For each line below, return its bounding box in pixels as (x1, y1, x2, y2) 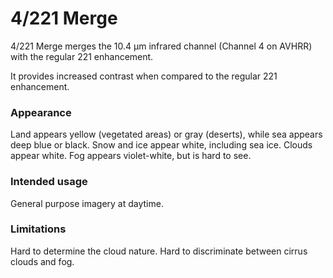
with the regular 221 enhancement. (10, 50, 154, 62)
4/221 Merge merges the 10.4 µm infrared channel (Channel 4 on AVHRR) (10, 40, 313, 52)
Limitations (10, 222, 67, 236)
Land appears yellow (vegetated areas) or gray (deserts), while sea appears (10, 128, 323, 141)
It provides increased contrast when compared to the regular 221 (10, 70, 278, 82)
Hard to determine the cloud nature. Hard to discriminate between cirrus (10, 245, 308, 257)
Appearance (10, 105, 72, 119)
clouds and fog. (10, 255, 75, 267)
